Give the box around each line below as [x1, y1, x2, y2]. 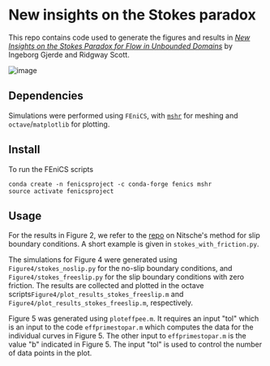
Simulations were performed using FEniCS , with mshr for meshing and [8, 110, 238, 120]
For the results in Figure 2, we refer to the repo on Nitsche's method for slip [8, 230, 261, 240]
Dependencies [8, 89, 84, 103]
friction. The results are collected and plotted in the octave [8, 281, 204, 291]
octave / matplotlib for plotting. [8, 119, 110, 129]
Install [8, 143, 41, 157]
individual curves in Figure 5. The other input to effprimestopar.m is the [8, 331, 247, 341]
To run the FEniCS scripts [8, 164, 94, 174]
